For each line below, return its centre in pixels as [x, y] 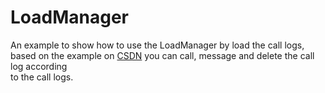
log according [39, 66]
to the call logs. [42, 77]
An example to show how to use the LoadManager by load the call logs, [157, 45]
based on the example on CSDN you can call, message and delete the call [162, 55]
